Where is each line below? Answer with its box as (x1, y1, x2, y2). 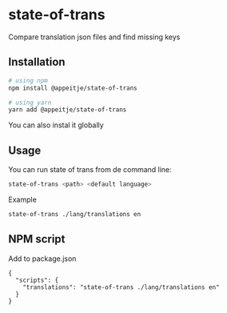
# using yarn (8, 98, 52, 106)
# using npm (8, 76, 48, 85)
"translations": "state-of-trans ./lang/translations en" (22, 283, 220, 291)
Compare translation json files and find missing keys (8, 32, 181, 42)
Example (8, 195, 38, 204)
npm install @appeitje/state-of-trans (8, 84, 137, 92)
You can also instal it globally (8, 120, 104, 130)
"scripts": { (15, 276, 59, 284)
